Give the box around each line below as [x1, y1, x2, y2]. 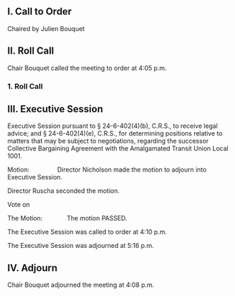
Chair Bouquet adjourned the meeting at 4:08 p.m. [7, 280, 154, 289]
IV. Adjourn [7, 261, 58, 274]
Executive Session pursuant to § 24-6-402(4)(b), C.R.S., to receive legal [7, 122, 218, 130]
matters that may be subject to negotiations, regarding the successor [7, 137, 209, 146]
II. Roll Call [7, 45, 55, 57]
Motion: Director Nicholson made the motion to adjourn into [7, 165, 207, 174]
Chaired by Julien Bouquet [7, 24, 85, 32]
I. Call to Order [7, 6, 72, 18]
